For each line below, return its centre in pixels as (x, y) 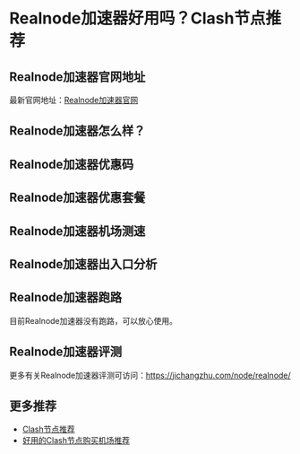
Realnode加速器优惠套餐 (77, 198)
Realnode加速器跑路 (66, 297)
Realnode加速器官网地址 (77, 77)
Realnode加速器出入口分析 (83, 264)
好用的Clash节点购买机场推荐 (76, 441)
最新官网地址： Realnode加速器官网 (74, 100)
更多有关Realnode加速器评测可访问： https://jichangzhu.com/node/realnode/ (150, 375)
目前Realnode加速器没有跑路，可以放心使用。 (93, 320)
